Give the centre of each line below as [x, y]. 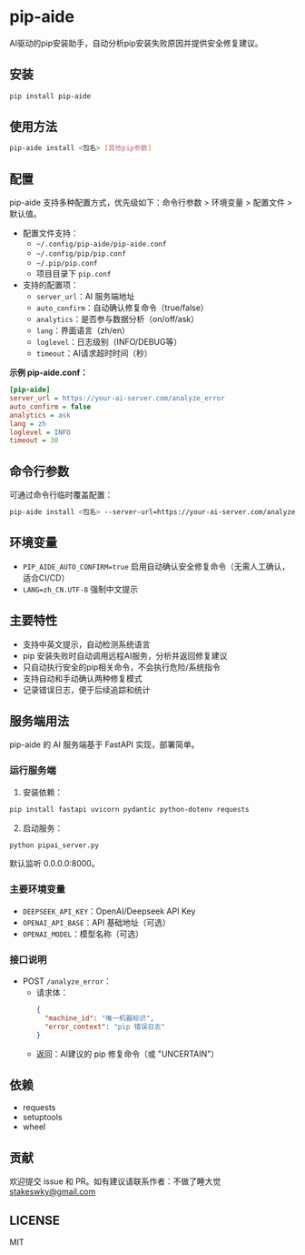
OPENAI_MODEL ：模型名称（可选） [83, 934]
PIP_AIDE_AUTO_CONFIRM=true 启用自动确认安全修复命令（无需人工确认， [156, 566]
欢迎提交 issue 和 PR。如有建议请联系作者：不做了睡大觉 [115, 1181]
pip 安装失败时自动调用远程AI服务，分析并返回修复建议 [125, 655]
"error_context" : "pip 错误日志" [105, 1027]
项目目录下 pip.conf [74, 274]
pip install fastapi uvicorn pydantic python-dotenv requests [129, 809]
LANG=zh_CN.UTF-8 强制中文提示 [80, 589]
